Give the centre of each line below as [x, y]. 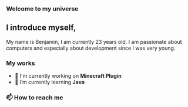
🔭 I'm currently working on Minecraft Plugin [68, 76]
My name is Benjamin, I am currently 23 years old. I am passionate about [94, 42]
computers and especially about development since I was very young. [91, 48]
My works [21, 63]
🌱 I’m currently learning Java [50, 82]
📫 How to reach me [35, 97]
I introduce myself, [41, 28]
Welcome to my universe [42, 9]
